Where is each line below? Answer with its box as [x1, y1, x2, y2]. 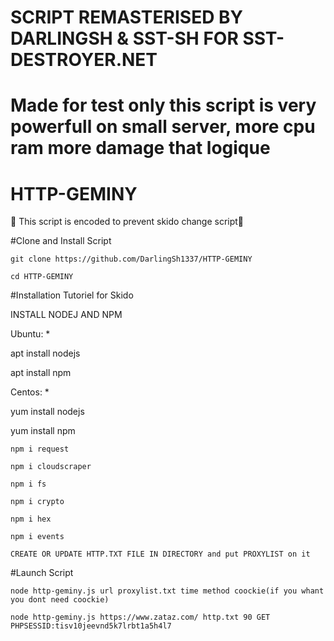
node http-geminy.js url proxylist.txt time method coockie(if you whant [10, 586, 325, 596]
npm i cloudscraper [10, 462, 92, 472]
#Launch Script [10, 567, 74, 579]
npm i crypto [10, 497, 65, 507]
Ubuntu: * [10, 328, 51, 340]
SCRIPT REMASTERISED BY [10, 6, 243, 29]
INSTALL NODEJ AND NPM [10, 309, 123, 321]
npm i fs [10, 479, 47, 490]
